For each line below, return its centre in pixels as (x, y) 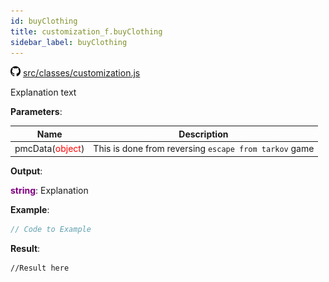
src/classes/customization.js (81, 73)
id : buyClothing (44, 21)
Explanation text (43, 92)
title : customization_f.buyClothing (86, 31)
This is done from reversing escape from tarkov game (204, 149)
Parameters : (36, 112)
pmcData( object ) (49, 149)
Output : (26, 171)
